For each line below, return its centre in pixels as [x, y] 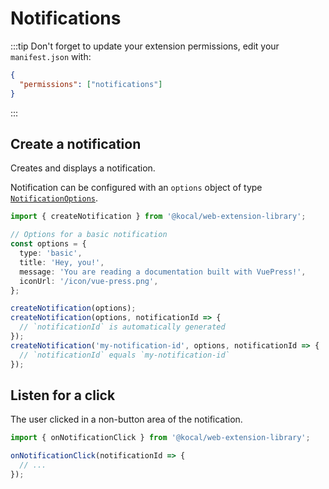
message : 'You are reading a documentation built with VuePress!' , [163, 272]
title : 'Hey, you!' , [62, 262]
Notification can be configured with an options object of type [136, 188]
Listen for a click [63, 395]
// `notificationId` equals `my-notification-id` [124, 355]
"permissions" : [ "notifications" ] [91, 84]
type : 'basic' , [51, 253]
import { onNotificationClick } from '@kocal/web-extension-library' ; [160, 438]
